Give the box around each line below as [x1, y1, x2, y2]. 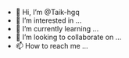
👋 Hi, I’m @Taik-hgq [15, 8, 80, 16]
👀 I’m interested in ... [15, 16, 82, 25]
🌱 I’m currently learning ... [15, 24, 99, 33]
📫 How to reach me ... [15, 42, 88, 50]
